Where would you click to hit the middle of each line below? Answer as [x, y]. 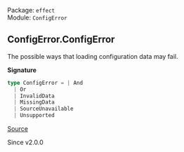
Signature [22, 70]
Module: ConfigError [38, 18]
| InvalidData [34, 96]
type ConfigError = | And [45, 83]
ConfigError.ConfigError [61, 40]
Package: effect [31, 10]
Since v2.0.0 [25, 142]
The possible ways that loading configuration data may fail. [93, 56]
